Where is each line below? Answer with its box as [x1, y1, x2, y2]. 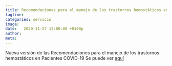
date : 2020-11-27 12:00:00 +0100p [5, 26, 83, 31]
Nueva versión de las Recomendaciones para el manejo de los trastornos [5, 49, 160, 56]
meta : [5, 36, 17, 41]
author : [5, 31, 22, 36]
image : [5, 21, 19, 27]
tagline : [5, 12, 24, 17]
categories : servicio [5, 17, 52, 22]
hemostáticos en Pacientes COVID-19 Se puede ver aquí [5, 55, 124, 61]
